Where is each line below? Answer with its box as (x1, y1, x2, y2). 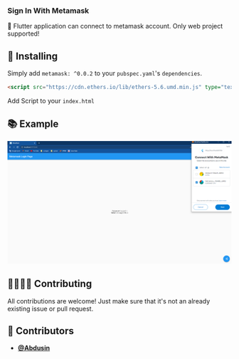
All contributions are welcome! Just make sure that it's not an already (7, 296, 211, 305)
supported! (7, 29, 40, 38)
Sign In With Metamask (7, 6, 90, 16)
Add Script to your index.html (7, 96, 95, 105)
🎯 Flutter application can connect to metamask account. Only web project (7, 22, 223, 31)
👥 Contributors (7, 325, 75, 337)
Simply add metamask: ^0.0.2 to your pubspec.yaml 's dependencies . (7, 69, 203, 78)
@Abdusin (17, 344, 51, 353)
